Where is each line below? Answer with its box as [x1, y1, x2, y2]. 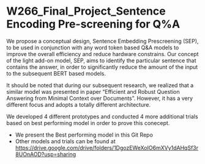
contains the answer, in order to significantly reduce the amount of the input [6, 63, 198, 71]
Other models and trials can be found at [15, 137, 116, 144]
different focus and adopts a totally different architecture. [6, 101, 151, 108]
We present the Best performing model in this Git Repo [15, 131, 153, 138]
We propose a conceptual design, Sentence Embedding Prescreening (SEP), [6, 37, 199, 45]
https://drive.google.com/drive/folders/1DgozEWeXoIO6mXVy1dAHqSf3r [15, 144, 199, 151]
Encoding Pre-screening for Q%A [6, 17, 181, 31]
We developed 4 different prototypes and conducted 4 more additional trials [6, 113, 198, 120]
